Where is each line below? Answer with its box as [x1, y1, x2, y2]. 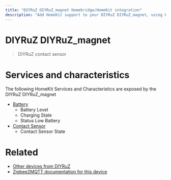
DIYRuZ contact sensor [17, 51, 67, 57]
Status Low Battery [20, 118, 61, 124]
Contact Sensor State [20, 128, 66, 134]
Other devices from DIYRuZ [12, 163, 71, 169]
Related [5, 146, 38, 158]
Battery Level [20, 107, 48, 113]
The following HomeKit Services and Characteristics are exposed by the [5, 86, 157, 92]
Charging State [20, 112, 52, 118]
